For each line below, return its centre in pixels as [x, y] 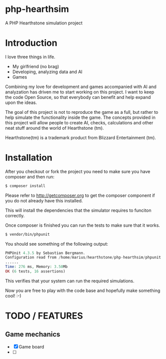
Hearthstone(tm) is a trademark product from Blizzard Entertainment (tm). [81, 137]
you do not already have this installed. [44, 200]
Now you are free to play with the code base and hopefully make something [83, 290]
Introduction [31, 43]
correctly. [15, 215]
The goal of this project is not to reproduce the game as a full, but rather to [82, 112]
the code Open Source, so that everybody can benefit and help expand [78, 97]
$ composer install [25, 186]
